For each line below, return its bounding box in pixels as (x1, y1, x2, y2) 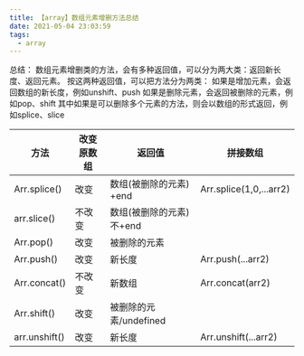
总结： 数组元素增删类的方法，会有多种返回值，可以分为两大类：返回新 (9, 64, 273, 75)
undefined (121, 314, 166, 327)
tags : (9, 30, 30, 39)
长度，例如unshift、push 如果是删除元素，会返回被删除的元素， (48, 87, 286, 98)
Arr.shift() (14, 307, 56, 320)
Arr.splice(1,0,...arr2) (200, 183, 290, 195)
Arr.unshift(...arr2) (200, 331, 278, 343)
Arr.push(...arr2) (200, 253, 270, 266)
